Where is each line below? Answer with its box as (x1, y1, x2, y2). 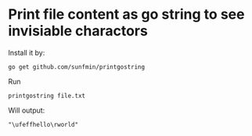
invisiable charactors (8, 22, 149, 40)
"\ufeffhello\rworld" (8, 120, 79, 128)
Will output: (8, 106, 45, 115)
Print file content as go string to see (8, 5, 245, 23)
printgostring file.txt (8, 91, 86, 99)
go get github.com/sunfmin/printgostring (8, 63, 146, 71)
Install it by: (8, 48, 45, 57)
